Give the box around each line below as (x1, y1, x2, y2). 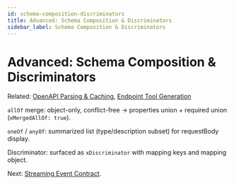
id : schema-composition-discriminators (7, 10, 125, 18)
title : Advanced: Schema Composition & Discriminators (7, 17, 172, 24)
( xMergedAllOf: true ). (7, 114, 71, 122)
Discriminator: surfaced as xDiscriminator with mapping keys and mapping (7, 148, 227, 157)
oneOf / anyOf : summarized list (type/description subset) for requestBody (7, 127, 219, 136)
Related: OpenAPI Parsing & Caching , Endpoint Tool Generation (7, 92, 192, 101)
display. (7, 135, 30, 143)
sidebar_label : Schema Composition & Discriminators (7, 23, 166, 30)
